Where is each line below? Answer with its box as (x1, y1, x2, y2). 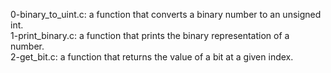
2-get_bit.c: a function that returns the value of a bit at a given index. (10, 51, 294, 63)
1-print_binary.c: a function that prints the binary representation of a (10, 30, 290, 41)
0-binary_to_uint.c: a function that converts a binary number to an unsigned (10, 9, 322, 20)
